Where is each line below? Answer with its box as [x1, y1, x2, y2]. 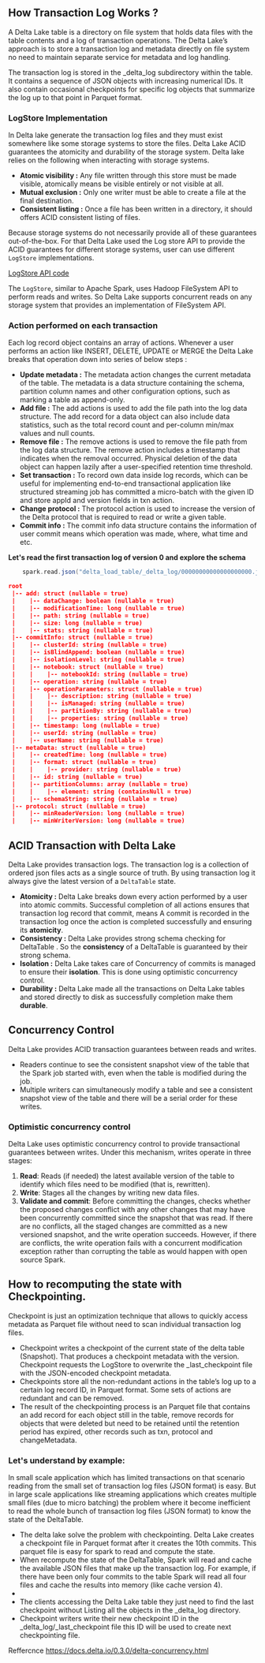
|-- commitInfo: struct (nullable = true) [11, 634, 154, 642]
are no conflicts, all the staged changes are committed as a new [19, 1221, 228, 1231]
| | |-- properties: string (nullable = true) [11, 714, 189, 722]
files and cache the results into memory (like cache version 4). [19, 1580, 223, 1590]
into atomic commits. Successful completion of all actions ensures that [19, 900, 250, 909]
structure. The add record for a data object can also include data [19, 412, 230, 421]
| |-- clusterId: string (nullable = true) [11, 641, 168, 649]
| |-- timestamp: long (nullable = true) [11, 722, 160, 729]
